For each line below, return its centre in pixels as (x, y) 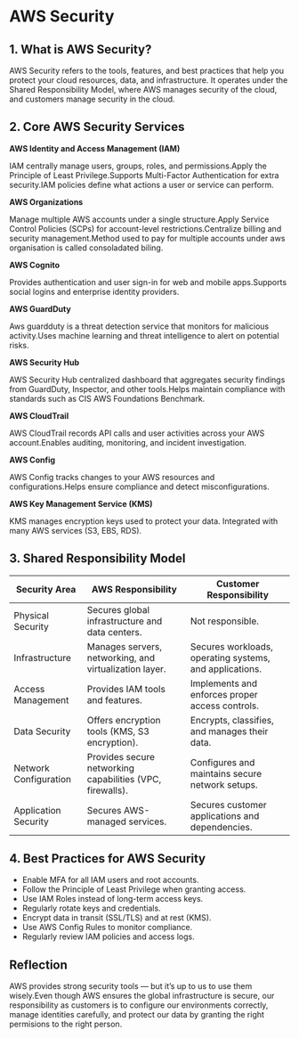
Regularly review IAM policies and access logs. (108, 936)
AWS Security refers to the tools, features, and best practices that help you (147, 70)
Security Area (46, 589)
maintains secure (226, 773)
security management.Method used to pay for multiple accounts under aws (147, 238)
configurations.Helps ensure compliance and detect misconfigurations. (139, 486)
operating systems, (230, 658)
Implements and (224, 683)
